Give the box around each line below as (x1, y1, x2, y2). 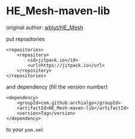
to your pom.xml (6, 126, 44, 133)
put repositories (6, 35, 45, 42)
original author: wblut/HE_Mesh (6, 24, 83, 31)
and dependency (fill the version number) (6, 83, 108, 90)
